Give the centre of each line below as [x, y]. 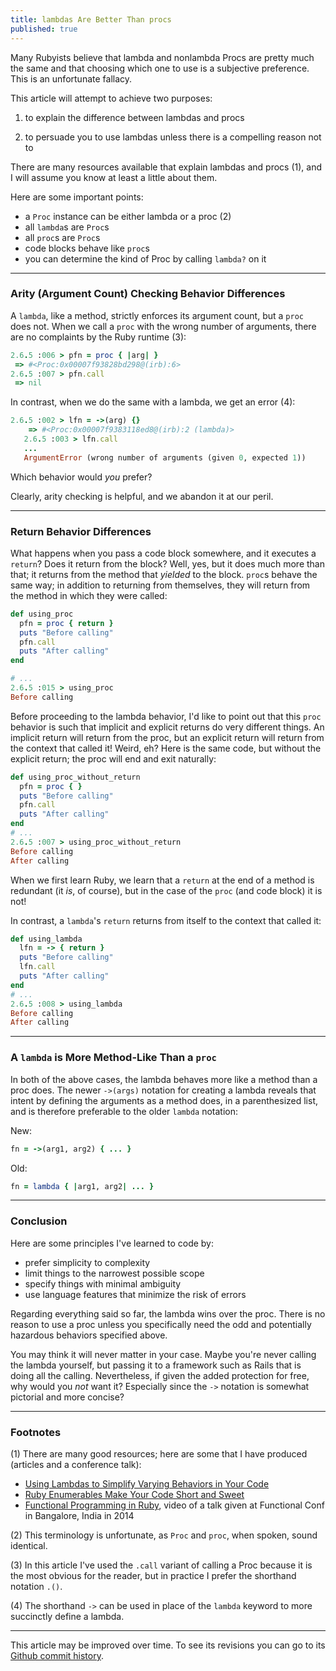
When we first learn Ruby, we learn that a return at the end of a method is [162, 880]
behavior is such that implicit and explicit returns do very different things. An [167, 727]
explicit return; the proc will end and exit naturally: [113, 758]
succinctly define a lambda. [67, 1616]
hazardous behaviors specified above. [89, 1335]
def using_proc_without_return [75, 777]
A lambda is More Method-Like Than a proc [113, 1058]
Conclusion [39, 1221]
